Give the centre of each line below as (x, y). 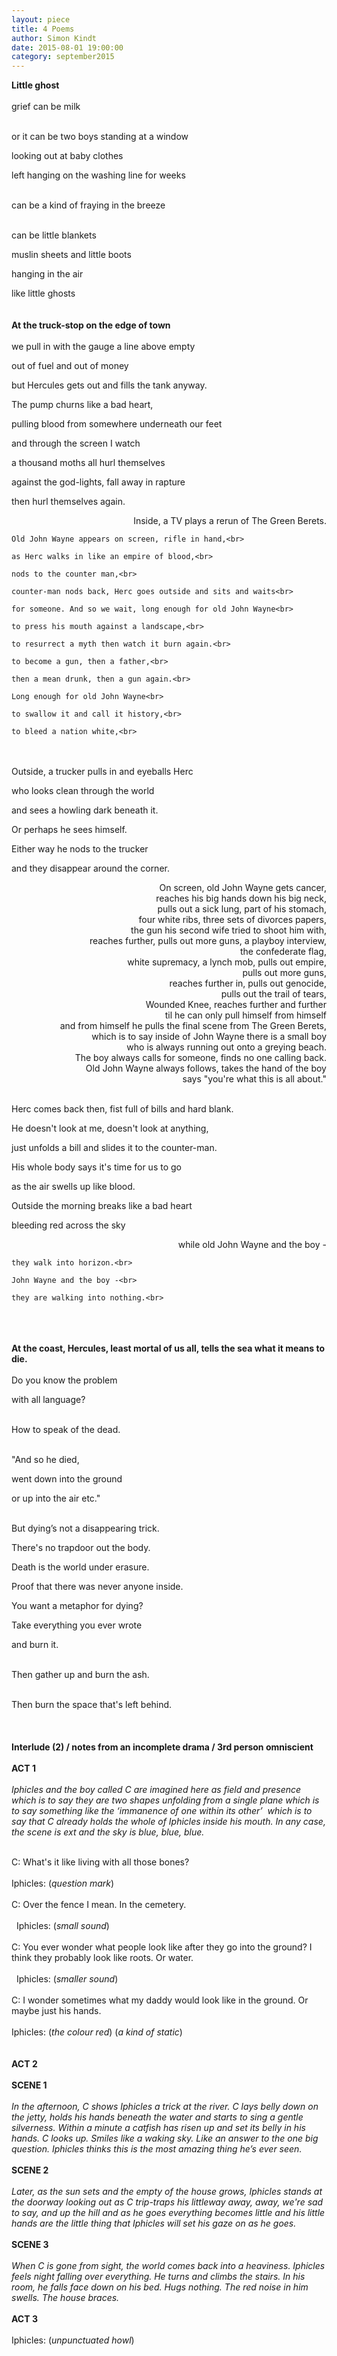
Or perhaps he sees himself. (69, 830)
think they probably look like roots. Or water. (102, 1958)
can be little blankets (54, 235)
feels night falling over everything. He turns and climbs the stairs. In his (158, 2277)
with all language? (48, 1400)
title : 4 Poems (43, 29)
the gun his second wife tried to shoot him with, (228, 930)
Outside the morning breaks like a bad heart (102, 1206)
